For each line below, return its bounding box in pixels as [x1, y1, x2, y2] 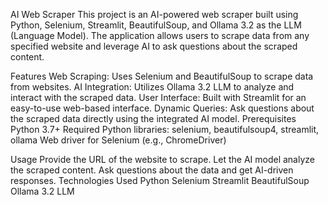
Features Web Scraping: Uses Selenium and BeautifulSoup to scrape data [10, 70, 314, 82]
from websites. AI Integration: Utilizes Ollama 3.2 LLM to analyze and [10, 81, 295, 93]
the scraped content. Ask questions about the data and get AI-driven [10, 164, 294, 176]
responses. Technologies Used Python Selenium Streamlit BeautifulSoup [10, 175, 310, 186]
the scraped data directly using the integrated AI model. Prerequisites [10, 113, 297, 124]
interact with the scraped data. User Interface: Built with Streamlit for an [10, 92, 307, 103]
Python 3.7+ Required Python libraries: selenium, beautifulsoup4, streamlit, [10, 124, 320, 135]
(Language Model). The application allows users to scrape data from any [10, 30, 310, 41]
